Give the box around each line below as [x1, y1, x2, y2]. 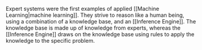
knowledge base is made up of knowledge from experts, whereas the [6, 24, 181, 31]
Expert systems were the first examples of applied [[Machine [6, 5, 160, 12]
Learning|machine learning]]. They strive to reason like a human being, [6, 11, 185, 19]
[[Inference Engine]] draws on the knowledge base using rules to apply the [6, 31, 195, 38]
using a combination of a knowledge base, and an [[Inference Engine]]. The [6, 18, 196, 25]
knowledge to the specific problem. [6, 37, 95, 44]
